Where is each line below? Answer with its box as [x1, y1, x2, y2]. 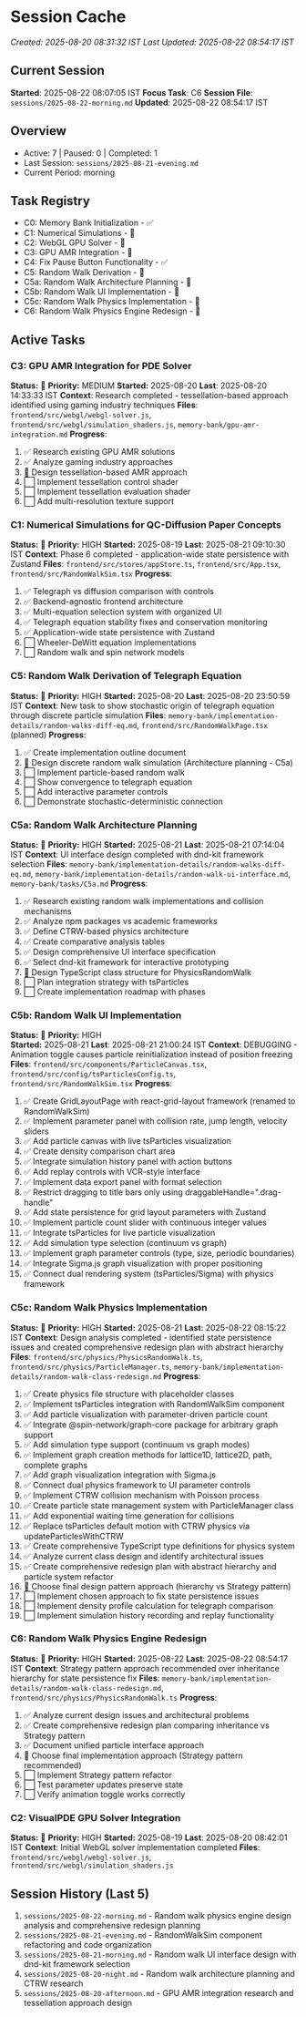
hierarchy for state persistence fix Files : [10, 1672, 160, 1683]
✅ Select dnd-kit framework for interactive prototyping [23, 956, 229, 967]
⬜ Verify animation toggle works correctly [23, 1788, 186, 1799]
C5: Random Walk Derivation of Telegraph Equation [10, 670, 242, 683]
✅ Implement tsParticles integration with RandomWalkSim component [23, 1398, 285, 1409]
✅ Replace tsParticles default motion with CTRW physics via [23, 1520, 250, 1531]
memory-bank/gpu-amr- [178, 421, 260, 430]
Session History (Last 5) [10, 1886, 149, 1901]
